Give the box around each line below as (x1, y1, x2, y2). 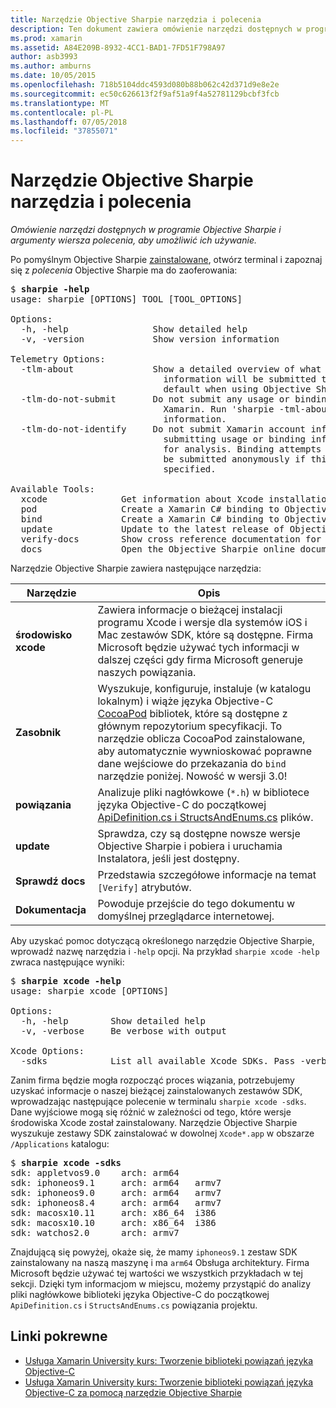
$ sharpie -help (10, 284, 90, 295)
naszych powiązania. (97, 666, 197, 680)
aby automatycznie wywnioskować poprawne (97, 744, 313, 758)
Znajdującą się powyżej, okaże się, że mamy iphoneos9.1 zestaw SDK (10, 1246, 298, 1258)
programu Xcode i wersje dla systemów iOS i (97, 616, 308, 630)
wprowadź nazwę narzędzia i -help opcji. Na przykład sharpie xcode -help (10, 946, 320, 958)
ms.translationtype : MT (10, 98, 110, 108)
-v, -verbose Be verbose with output (20, 1026, 227, 1037)
